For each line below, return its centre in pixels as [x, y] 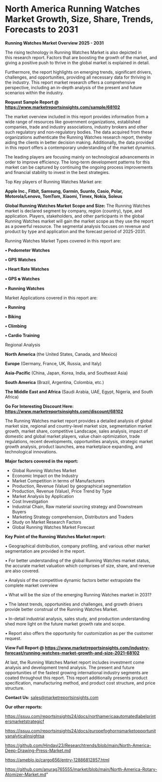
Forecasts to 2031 [42, 30]
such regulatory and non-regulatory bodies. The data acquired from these [79, 132]
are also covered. [22, 571]
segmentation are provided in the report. [45, 551]
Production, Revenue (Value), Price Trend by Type [62, 491]
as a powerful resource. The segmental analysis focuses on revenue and [77, 226]
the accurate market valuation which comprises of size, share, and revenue [80, 565]
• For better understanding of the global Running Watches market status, [78, 560]
